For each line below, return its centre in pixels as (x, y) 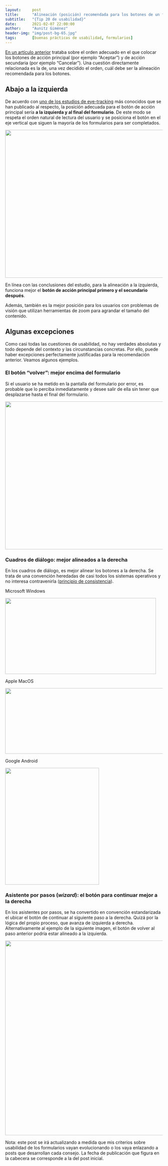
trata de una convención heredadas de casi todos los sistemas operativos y (83, 576)
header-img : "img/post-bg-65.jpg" (41, 33)
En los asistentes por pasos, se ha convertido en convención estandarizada (83, 912)
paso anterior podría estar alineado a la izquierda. (56, 934)
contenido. (16, 316)
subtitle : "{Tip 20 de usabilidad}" (45, 19)
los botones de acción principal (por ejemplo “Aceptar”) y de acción (75, 57)
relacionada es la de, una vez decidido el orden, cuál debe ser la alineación (82, 68)
